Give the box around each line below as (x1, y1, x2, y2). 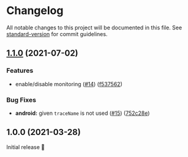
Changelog (6, 4, 64, 18)
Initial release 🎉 (6, 143, 45, 150)
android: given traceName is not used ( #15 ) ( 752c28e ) (15, 109, 150, 117)
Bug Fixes (6, 95, 37, 104)
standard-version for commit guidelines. (6, 30, 108, 37)
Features (6, 67, 34, 75)
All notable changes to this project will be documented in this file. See (6, 24, 182, 31)
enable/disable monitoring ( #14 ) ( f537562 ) (15, 80, 122, 87)
